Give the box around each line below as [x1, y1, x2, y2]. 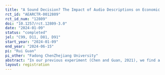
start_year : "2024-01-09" [5, 39, 58, 44]
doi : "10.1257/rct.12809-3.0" [5, 21, 68, 26]
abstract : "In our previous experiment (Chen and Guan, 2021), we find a [5, 58, 161, 63]
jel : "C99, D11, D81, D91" [5, 35, 61, 40]
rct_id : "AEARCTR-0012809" [5, 12, 61, 17]
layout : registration [5, 62, 50, 67]
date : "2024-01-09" [5, 26, 45, 31]
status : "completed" [5, 30, 48, 35]
